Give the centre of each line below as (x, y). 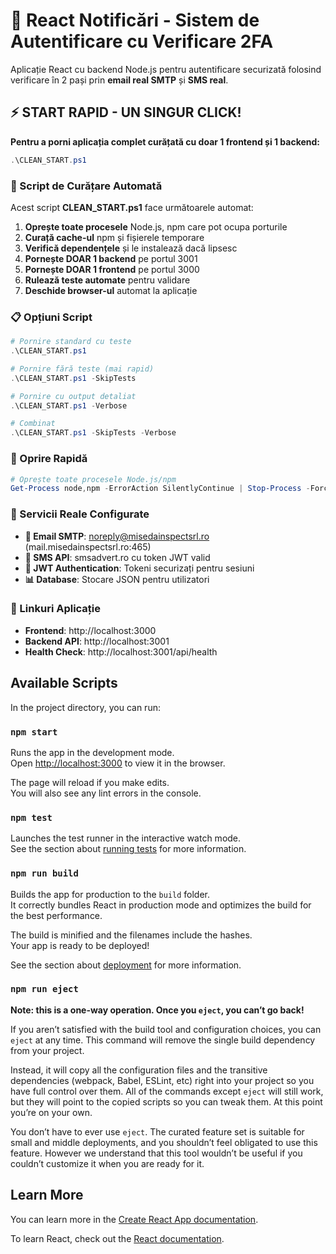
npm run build (44, 873)
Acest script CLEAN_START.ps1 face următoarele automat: (132, 207)
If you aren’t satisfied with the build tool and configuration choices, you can (166, 1029)
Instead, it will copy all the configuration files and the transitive (139, 1070)
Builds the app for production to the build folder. (110, 894)
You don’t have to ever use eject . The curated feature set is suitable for (157, 1131)
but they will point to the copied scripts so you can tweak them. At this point (166, 1101)
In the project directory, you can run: (85, 707)
